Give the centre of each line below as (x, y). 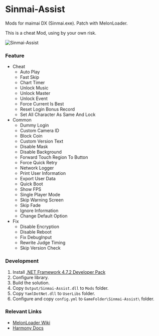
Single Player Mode (40, 195)
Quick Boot (32, 184)
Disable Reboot (36, 232)
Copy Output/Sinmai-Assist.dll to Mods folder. (60, 288)
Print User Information (43, 173)
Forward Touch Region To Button (54, 157)
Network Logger (37, 168)
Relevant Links (23, 311)
